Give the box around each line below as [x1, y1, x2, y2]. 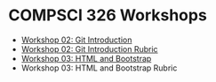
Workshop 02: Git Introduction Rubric [20, 43, 158, 54]
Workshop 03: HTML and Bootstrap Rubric [20, 63, 178, 73]
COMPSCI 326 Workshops [8, 5, 208, 26]
